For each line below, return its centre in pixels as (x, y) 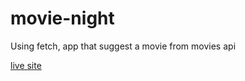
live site (26, 65)
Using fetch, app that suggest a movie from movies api (123, 46)
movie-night (62, 18)
